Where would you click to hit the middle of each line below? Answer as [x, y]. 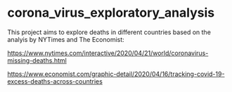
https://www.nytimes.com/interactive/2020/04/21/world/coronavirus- [108, 53]
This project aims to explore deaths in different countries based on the [109, 32]
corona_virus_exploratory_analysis [111, 13]
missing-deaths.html [37, 60]
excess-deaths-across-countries [55, 81]
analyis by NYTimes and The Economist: [66, 39]
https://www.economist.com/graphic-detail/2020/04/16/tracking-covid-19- [116, 74]
